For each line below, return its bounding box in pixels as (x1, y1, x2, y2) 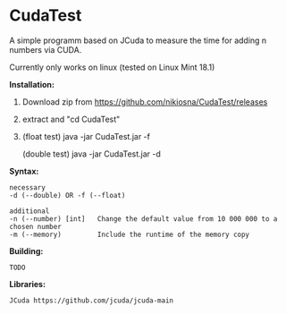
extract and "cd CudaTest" (21, 114, 121, 124)
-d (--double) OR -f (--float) (9, 191, 126, 199)
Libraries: (9, 278, 46, 289)
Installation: (9, 79, 55, 89)
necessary (9, 182, 46, 192)
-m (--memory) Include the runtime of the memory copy (9, 230, 250, 239)
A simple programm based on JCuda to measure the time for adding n (9, 35, 267, 46)
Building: (9, 245, 44, 256)
